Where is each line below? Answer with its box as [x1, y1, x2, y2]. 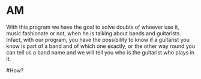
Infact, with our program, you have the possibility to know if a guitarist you [6, 36, 190, 43]
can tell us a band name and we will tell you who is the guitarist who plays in [6, 48, 195, 56]
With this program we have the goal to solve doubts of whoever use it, [6, 23, 180, 31]
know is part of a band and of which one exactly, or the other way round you [6, 42, 196, 50]
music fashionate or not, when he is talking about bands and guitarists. [6, 29, 181, 37]
